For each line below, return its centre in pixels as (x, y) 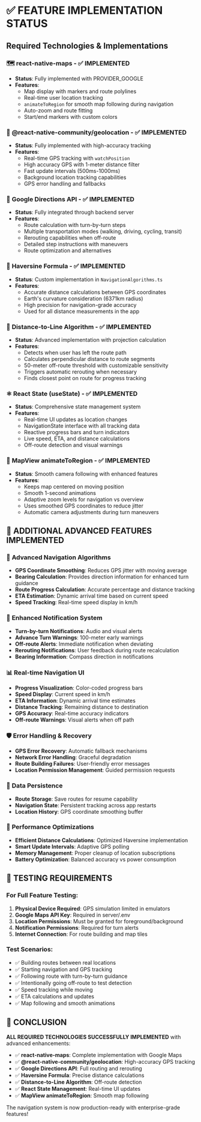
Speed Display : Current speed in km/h (62, 694)
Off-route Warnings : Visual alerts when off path (74, 720)
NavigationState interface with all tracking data (82, 426)
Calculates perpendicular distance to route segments (89, 359)
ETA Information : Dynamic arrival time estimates (75, 700)
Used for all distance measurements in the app (82, 311)
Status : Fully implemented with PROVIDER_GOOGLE (79, 78)
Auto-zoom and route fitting (58, 110)
